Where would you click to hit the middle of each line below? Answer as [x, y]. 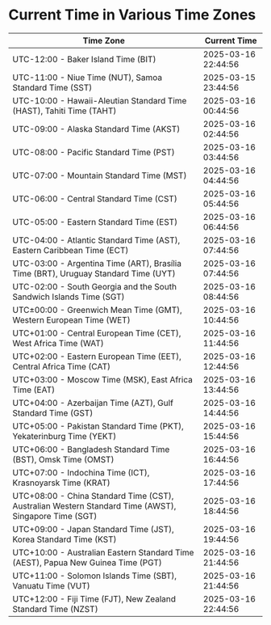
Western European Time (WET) [71, 319]
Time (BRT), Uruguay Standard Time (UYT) [94, 273]
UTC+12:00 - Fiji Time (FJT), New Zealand [94, 598]
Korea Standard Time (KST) [65, 539]
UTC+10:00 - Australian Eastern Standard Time [103, 552]
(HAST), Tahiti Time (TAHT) [65, 111]
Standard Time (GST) [53, 412]
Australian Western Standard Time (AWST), [94, 505]
